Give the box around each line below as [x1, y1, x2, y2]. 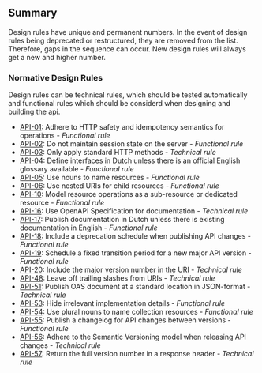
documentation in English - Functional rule [19, 223, 158, 232]
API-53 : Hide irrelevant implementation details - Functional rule [19, 299, 226, 308]
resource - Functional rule [19, 198, 105, 208]
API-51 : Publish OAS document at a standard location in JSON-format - [19, 282, 251, 292]
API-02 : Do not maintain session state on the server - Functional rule [19, 139, 244, 149]
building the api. [8, 107, 61, 117]
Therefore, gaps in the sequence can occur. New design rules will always [8, 43, 246, 54]
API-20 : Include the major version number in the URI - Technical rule [19, 265, 243, 275]
